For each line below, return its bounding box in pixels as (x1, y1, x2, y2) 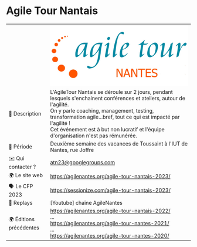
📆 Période (8, 143, 32, 150)
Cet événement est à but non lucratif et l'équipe (50, 126, 165, 133)
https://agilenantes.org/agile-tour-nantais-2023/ (50, 172, 171, 180)
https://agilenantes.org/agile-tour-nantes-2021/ (50, 220, 169, 227)
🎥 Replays (8, 199, 33, 206)
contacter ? (8, 163, 36, 171)
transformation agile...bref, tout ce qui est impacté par (50, 113, 180, 120)
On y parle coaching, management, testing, (50, 107, 154, 114)
